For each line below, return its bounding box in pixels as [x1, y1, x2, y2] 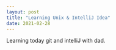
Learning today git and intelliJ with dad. [6, 37, 106, 45]
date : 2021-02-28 [6, 20, 51, 26]
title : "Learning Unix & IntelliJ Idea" [6, 15, 111, 21]
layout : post [6, 9, 40, 15]
